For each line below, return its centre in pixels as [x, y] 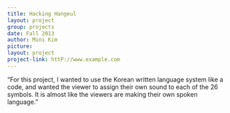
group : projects [31, 27]
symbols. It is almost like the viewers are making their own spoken [102, 94]
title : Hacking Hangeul [42, 14]
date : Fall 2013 [31, 33]
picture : [20, 46]
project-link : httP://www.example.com [64, 60]
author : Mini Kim [33, 40]
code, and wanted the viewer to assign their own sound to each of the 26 [113, 87]
